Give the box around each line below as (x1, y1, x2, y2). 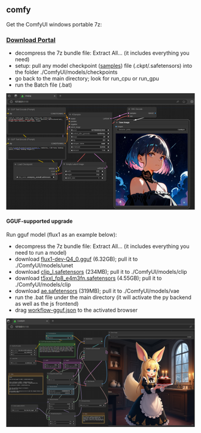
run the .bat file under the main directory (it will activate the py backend (14, 294, 191, 301)
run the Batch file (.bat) (14, 81, 72, 89)
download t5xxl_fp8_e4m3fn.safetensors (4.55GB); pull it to (14, 274, 162, 282)
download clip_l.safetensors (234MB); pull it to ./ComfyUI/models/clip (14, 268, 187, 275)
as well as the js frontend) (14, 300, 79, 307)
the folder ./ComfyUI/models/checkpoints (14, 68, 118, 76)
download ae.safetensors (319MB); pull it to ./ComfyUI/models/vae (14, 287, 179, 294)
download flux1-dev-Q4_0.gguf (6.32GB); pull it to (14, 255, 138, 262)
